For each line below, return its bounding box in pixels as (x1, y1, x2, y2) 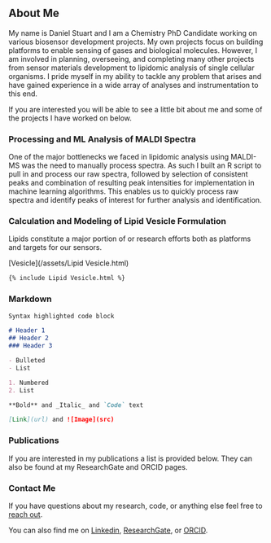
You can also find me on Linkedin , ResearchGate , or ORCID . (8, 525, 208, 535)
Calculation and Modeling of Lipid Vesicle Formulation (8, 216, 226, 227)
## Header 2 (8, 334, 49, 343)
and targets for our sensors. (8, 243, 103, 252)
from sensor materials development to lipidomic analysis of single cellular (8, 63, 255, 72)
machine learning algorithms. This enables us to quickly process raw (8, 186, 238, 196)
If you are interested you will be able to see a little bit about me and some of (8, 104, 263, 114)
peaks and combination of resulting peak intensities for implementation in (8, 178, 255, 188)
